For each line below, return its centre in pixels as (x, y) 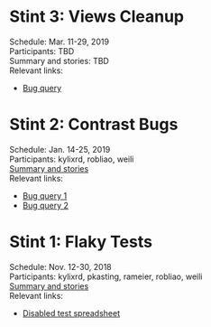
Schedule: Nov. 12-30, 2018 (61, 266)
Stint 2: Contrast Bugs (94, 125)
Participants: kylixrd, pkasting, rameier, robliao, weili (106, 276)
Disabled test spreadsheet (71, 313)
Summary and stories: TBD (60, 61)
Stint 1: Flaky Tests (81, 242)
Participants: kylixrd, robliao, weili (72, 159)
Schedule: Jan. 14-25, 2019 (60, 149)
